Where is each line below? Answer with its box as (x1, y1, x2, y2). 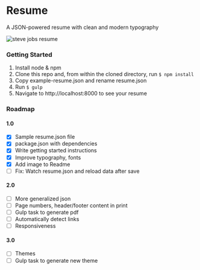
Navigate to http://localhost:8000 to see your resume (14, 90, 148, 97)
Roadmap (6, 105, 35, 114)
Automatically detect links (14, 216, 80, 223)
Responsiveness (14, 222, 56, 230)
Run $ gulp (14, 83, 43, 91)
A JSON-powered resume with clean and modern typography (6, 24, 159, 31)
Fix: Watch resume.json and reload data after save (14, 167, 140, 175)
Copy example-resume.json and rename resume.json (14, 77, 147, 85)
